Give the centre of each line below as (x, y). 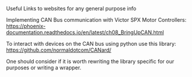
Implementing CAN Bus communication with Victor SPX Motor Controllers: (96, 20)
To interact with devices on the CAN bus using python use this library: (91, 44)
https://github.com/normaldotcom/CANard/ (59, 50)
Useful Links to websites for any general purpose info (71, 9)
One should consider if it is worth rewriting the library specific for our (90, 61)
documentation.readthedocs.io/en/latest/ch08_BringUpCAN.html (85, 32)
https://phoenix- (26, 26)
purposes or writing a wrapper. (44, 68)
